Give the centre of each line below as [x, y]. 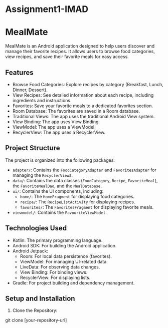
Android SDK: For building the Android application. [64, 245]
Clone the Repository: [35, 310]
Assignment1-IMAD [47, 9]
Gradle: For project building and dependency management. [73, 283]
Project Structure [33, 148]
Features [19, 72]
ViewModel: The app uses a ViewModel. [54, 127]
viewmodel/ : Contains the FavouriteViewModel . [59, 212]
